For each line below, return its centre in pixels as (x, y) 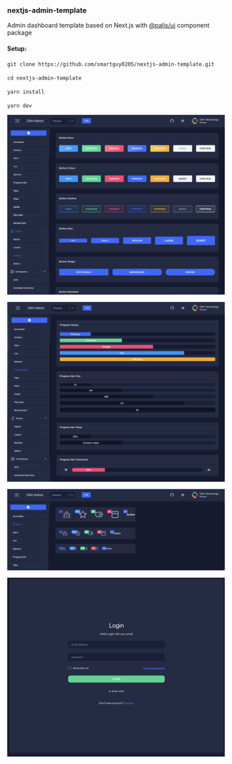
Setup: (17, 48)
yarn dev (20, 106)
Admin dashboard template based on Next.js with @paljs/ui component (108, 26)
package (20, 32)
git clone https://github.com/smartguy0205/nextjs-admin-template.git (111, 64)
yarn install (26, 92)
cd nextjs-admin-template (44, 78)
